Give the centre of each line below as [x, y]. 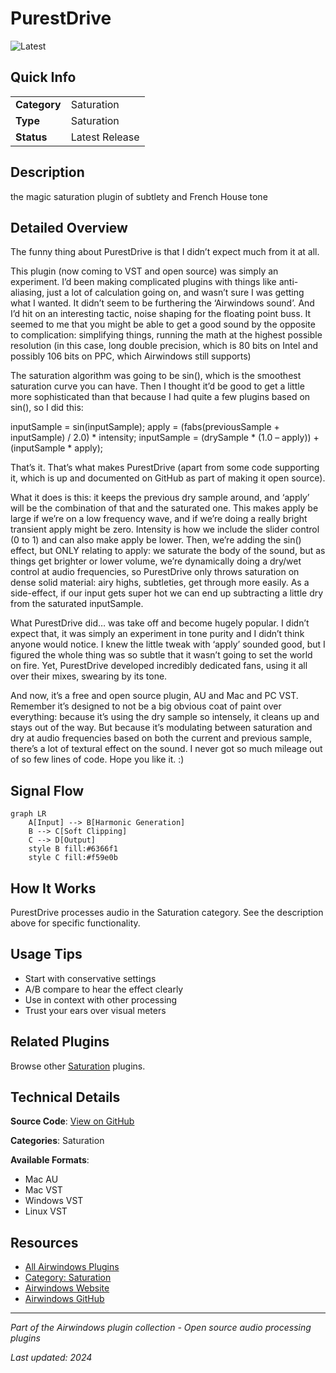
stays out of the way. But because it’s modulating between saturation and [161, 728]
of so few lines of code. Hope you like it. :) [97, 759]
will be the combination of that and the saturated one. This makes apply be [164, 508]
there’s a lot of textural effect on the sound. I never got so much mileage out [166, 749]
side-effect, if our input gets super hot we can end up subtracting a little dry [167, 593]
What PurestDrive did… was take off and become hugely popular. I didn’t [160, 623]
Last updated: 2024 [51, 1358]
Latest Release [105, 137]
